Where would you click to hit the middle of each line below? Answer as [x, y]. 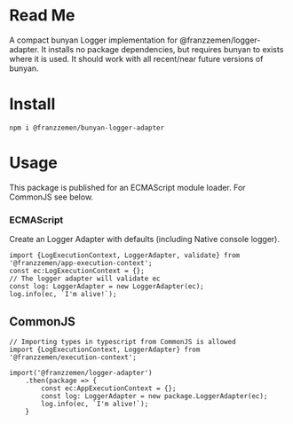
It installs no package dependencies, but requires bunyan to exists [162, 49]
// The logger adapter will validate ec [85, 279]
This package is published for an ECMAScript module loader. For [127, 187]
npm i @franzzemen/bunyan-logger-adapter [87, 128]
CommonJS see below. [51, 197]
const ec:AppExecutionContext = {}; [109, 388]
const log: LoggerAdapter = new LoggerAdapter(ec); [107, 287]
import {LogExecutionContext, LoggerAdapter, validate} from [125, 255]
